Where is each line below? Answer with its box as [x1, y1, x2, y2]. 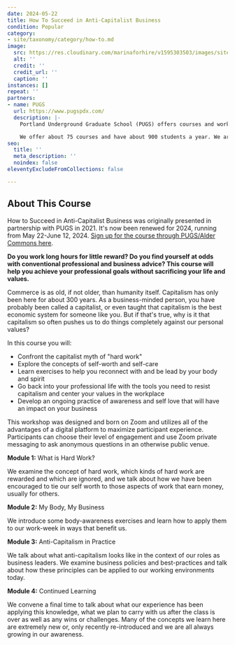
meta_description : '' [13, 153, 77, 160]
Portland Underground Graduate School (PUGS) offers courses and [20, 120, 215, 128]
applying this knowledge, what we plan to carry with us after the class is [7, 607, 215, 616]
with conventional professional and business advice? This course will [7, 259, 214, 268]
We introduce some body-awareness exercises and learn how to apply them [7, 516, 227, 525]
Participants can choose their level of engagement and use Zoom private [7, 433, 218, 441]
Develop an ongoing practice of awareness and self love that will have [17, 396, 220, 405]
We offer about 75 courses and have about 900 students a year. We [20, 133, 220, 140]
